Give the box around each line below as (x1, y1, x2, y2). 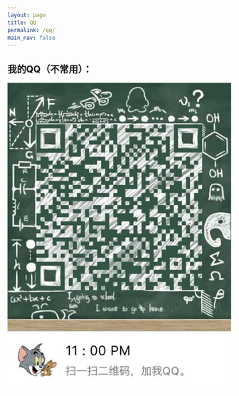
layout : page (7, 11, 46, 19)
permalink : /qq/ (7, 26, 55, 33)
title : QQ (7, 19, 37, 26)
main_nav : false (7, 34, 55, 41)
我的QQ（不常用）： (7, 63, 92, 75)
